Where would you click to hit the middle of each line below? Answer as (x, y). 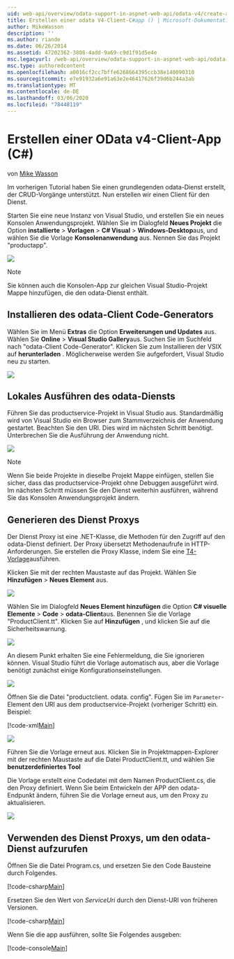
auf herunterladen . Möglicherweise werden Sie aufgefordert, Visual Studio (116, 354)
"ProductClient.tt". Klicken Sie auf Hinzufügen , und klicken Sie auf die (109, 621)
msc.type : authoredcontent (46, 66)
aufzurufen (63, 849)
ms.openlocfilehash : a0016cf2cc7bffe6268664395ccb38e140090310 (101, 72)
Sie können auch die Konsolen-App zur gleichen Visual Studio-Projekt (107, 285)
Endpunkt (21, 795)
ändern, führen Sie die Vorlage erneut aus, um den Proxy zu (122, 795)
